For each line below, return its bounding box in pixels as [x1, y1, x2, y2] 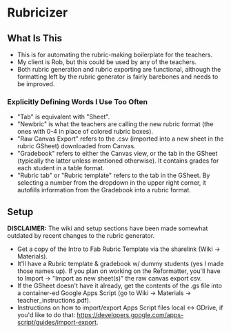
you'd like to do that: [17, 311, 76, 319]
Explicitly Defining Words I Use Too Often [7, 97, 148, 106]
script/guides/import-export [17, 319, 97, 327]
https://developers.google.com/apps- [77, 311, 184, 319]
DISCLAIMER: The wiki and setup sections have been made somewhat [7, 224, 208, 232]
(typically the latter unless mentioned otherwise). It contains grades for [17, 157, 219, 165]
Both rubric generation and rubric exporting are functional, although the [17, 65, 221, 73]
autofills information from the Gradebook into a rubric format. [17, 186, 192, 194]
